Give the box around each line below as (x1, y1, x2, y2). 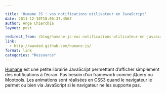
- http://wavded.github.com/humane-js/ (9, 44, 92, 48)
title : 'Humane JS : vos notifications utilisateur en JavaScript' (5, 11, 147, 16)
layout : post (5, 25, 32, 30)
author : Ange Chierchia (5, 21, 54, 26)
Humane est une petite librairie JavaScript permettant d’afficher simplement (5, 66, 160, 72)
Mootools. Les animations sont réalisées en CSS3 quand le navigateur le (5, 77, 152, 83)
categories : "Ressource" (5, 52, 56, 57)
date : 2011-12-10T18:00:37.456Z (5, 16, 72, 21)
